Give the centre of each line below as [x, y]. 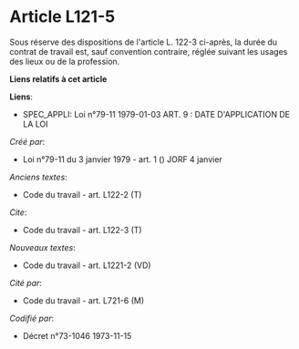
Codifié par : [32, 318]
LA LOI [35, 124]
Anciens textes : [39, 177]
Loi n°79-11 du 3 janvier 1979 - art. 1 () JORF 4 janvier [123, 159]
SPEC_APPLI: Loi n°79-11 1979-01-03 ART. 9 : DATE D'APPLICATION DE [156, 114]
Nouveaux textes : [42, 247]
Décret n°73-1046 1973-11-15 [77, 335]
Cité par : [26, 282]
